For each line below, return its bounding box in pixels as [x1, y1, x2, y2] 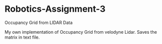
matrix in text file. [4, 34, 40, 40]
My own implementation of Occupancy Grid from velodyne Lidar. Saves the [4, 29, 157, 35]
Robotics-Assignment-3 [4, 3, 106, 15]
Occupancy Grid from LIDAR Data [4, 20, 73, 25]
